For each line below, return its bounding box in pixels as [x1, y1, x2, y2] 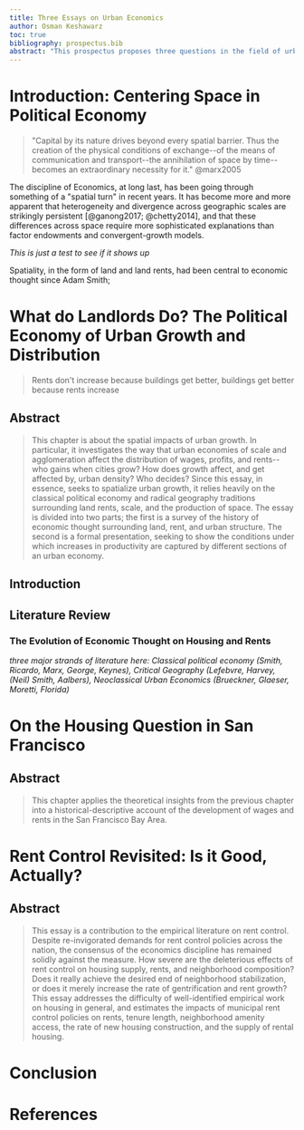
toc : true [9, 30, 47, 39]
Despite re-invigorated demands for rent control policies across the [31, 934, 283, 945]
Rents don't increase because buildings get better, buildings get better [31, 375, 295, 385]
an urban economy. [31, 550, 104, 561]
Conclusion [9, 1063, 98, 1084]
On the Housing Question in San [9, 716, 254, 737]
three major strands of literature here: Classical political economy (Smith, [9, 654, 283, 666]
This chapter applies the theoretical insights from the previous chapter [31, 795, 294, 806]
